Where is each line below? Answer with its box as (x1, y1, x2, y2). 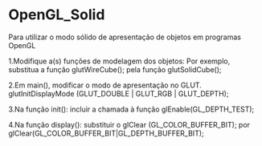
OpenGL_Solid (8, 6, 105, 24)
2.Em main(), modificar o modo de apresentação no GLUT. (8, 80, 203, 90)
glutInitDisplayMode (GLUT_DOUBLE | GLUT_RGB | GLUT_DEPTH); (8, 88, 229, 98)
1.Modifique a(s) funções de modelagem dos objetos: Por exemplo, (8, 56, 231, 66)
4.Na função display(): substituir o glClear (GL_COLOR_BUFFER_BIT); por (8, 120, 251, 129)
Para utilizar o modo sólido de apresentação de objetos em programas (8, 32, 241, 42)
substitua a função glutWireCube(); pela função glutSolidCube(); (8, 64, 223, 74)
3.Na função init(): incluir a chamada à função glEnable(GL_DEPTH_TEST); (8, 104, 255, 114)
